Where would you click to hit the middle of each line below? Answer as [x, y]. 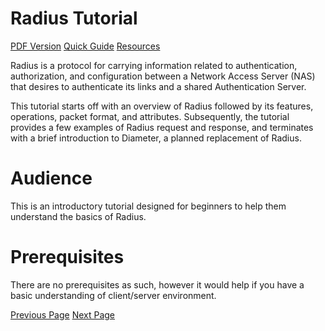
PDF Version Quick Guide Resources [85, 46]
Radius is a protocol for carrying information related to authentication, [154, 65]
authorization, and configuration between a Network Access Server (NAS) [163, 76]
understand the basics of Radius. [78, 216]
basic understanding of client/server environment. [113, 295]
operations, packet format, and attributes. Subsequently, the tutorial [150, 116]
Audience [51, 178]
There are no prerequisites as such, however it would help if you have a [157, 284]
